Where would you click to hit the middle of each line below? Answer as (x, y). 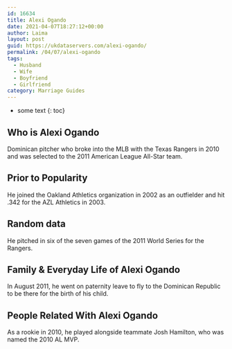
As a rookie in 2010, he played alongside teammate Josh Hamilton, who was (116, 332)
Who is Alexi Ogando (53, 132)
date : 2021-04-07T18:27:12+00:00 (55, 26)
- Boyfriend (31, 78)
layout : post (26, 39)
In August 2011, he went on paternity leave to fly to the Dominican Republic (114, 286)
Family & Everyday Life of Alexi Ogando (94, 270)
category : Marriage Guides (46, 91)
